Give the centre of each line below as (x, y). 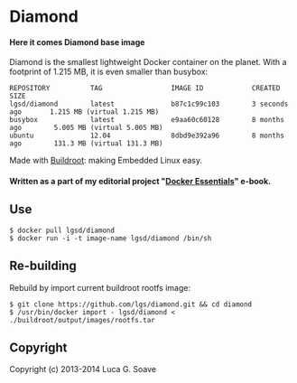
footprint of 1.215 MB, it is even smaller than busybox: (109, 72)
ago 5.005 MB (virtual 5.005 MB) (87, 128)
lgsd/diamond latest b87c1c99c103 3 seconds (149, 104)
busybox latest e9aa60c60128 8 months (147, 120)
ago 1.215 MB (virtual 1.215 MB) (84, 112)
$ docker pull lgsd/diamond (62, 230)
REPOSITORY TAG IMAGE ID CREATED (145, 89)
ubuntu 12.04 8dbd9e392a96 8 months (147, 136)
